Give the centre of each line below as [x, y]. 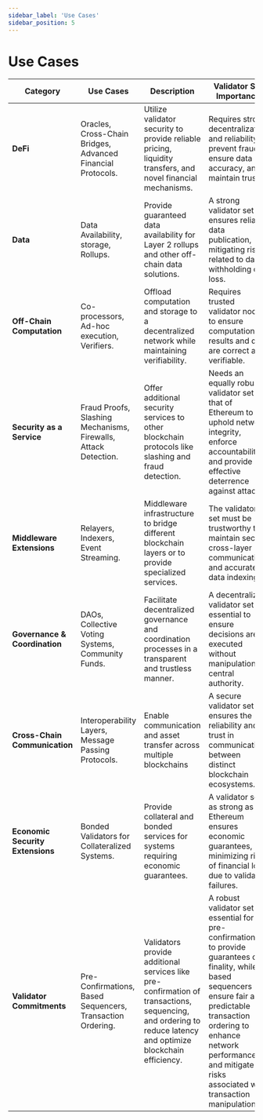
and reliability [233, 139]
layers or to [164, 553]
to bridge [160, 524]
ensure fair [229, 996]
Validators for [105, 837]
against [222, 491]
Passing [95, 750]
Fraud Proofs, [105, 407]
